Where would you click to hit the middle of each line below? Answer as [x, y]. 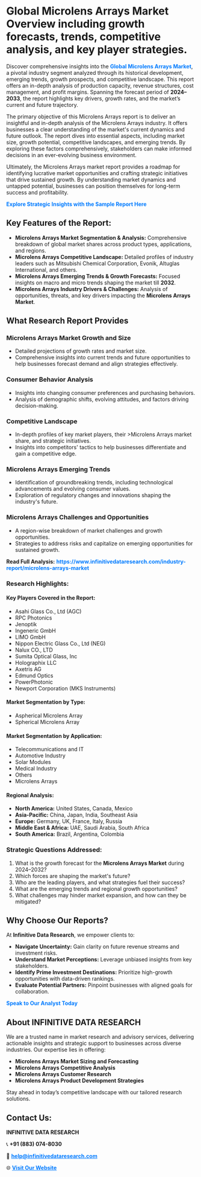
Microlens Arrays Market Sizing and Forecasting [77, 1062]
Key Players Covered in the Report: [51, 598]
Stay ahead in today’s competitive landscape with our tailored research [94, 1092]
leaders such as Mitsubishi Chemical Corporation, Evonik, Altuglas [97, 263]
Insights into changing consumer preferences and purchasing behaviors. [105, 393]
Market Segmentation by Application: [54, 736]
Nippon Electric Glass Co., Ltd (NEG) [60, 643]
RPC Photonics [33, 618]
